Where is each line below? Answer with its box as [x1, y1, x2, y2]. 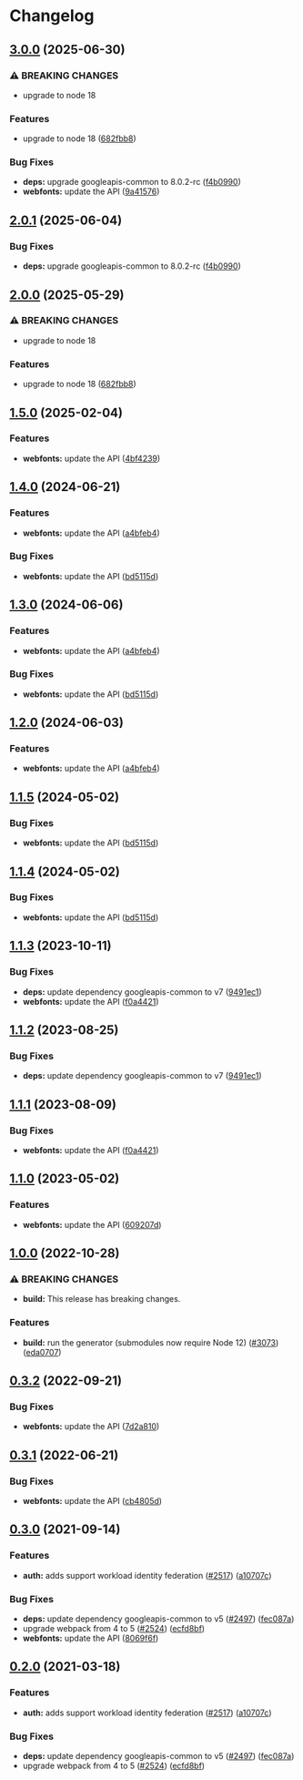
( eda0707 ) [22, 1346, 62, 1357]
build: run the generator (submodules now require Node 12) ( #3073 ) [22, 1336, 279, 1348]
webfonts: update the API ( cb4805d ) [22, 1495, 162, 1506]
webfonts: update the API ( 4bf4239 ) [22, 453, 161, 464]
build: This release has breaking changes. [22, 1294, 181, 1304]
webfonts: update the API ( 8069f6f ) [22, 1632, 159, 1643]
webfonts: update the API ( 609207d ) [22, 1219, 162, 1230]
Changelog [9, 5, 95, 26]
